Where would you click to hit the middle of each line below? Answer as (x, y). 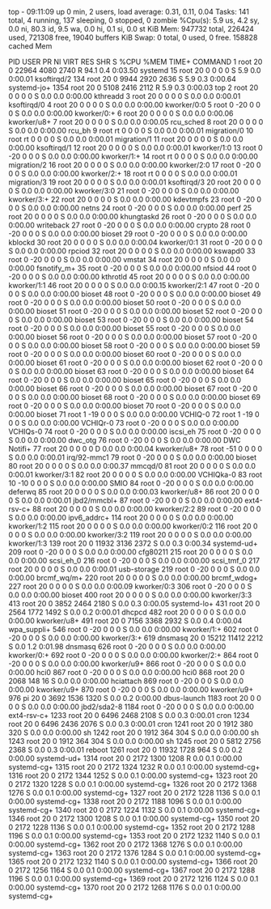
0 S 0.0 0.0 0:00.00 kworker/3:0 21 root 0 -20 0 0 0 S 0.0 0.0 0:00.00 (124, 191)
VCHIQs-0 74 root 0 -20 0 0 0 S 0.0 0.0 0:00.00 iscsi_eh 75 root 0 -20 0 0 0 (135, 431)
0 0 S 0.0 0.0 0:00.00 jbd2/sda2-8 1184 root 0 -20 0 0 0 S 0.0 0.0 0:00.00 (131, 707)
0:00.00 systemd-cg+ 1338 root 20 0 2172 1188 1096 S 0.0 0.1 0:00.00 (125, 801)
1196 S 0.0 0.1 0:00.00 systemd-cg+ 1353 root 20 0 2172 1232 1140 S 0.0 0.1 (134, 836)
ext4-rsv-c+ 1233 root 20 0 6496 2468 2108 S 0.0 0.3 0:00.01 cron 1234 (129, 715)
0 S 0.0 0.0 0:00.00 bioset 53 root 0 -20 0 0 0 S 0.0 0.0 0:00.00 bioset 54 (131, 320)
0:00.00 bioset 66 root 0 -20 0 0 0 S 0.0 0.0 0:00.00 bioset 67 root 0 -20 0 (133, 389)
